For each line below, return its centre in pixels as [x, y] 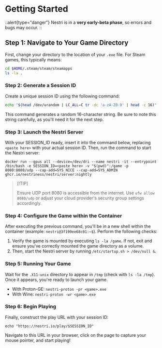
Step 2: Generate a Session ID [41, 85]
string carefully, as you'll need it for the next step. [54, 119]
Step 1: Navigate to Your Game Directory [67, 43]
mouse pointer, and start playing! [38, 340]
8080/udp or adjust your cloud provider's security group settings [80, 198]
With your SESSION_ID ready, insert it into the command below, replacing [78, 142]
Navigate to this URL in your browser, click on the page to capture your [76, 335]
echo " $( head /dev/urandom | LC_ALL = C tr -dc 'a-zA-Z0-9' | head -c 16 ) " [81, 105]
